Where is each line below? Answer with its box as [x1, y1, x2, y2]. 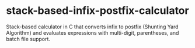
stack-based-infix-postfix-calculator [6, 4, 189, 17]
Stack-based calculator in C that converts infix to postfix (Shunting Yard [6, 23, 179, 30]
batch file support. [6, 35, 51, 42]
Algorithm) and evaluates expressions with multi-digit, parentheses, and [6, 29, 179, 36]
